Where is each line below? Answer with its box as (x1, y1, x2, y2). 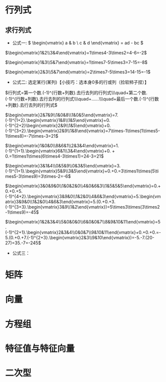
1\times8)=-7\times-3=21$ (5, 133, 58, 139)
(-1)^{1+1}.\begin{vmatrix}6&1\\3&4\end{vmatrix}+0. (5, 148, 111, 154)
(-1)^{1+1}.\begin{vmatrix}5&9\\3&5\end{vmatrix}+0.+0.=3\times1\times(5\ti (5, 168, 159, 174)
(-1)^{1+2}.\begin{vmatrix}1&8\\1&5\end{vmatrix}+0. (5, 117, 111, 123)
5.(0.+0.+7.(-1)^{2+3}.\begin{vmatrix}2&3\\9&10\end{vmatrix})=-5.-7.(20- (5, 235, 155, 240)
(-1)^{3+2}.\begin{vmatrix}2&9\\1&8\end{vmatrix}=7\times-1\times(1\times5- (5, 128, 160, 134)
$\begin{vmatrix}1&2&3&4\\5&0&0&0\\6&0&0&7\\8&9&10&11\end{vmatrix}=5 (5, 219, 161, 224)
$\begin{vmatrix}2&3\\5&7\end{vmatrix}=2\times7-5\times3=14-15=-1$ (5, 69, 151, 75)
